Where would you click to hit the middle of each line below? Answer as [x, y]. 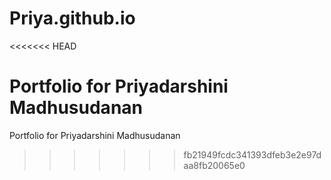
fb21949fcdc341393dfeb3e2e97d [252, 154]
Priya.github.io [72, 18]
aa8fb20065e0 [214, 165]
